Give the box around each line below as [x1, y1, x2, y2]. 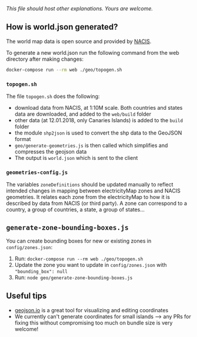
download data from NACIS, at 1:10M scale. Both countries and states [14, 104, 183, 111]
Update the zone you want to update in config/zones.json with [14, 261, 167, 269]
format [14, 135, 31, 142]
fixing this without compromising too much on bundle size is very [14, 319, 173, 326]
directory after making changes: [6, 55, 84, 63]
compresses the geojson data [14, 148, 87, 155]
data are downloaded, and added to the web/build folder [14, 110, 152, 117]
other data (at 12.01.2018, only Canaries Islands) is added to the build [14, 116, 183, 123]
